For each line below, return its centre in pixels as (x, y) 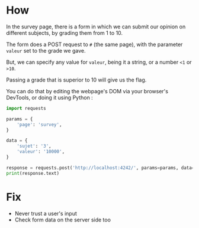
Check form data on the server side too (63, 220)
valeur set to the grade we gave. (46, 50)
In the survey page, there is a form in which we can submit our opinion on (96, 27)
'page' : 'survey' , (39, 125)
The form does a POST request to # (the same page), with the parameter (94, 44)
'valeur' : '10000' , (41, 152)
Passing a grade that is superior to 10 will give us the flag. (76, 80)
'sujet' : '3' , (34, 146)
